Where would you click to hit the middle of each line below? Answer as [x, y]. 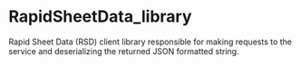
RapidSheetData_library [100, 17]
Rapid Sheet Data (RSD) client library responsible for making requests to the [150, 42]
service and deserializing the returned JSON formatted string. [124, 51]
